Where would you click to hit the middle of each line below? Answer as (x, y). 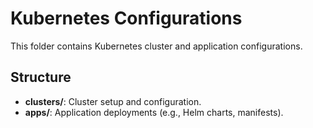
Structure (41, 77)
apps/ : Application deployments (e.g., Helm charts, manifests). (154, 112)
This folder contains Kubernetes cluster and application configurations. (156, 46)
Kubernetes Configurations (126, 18)
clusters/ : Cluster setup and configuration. (113, 101)
